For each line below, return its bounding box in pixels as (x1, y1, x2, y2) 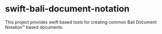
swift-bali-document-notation (5, 3, 130, 14)
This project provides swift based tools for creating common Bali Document (5, 19, 157, 25)
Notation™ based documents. (5, 24, 64, 30)
